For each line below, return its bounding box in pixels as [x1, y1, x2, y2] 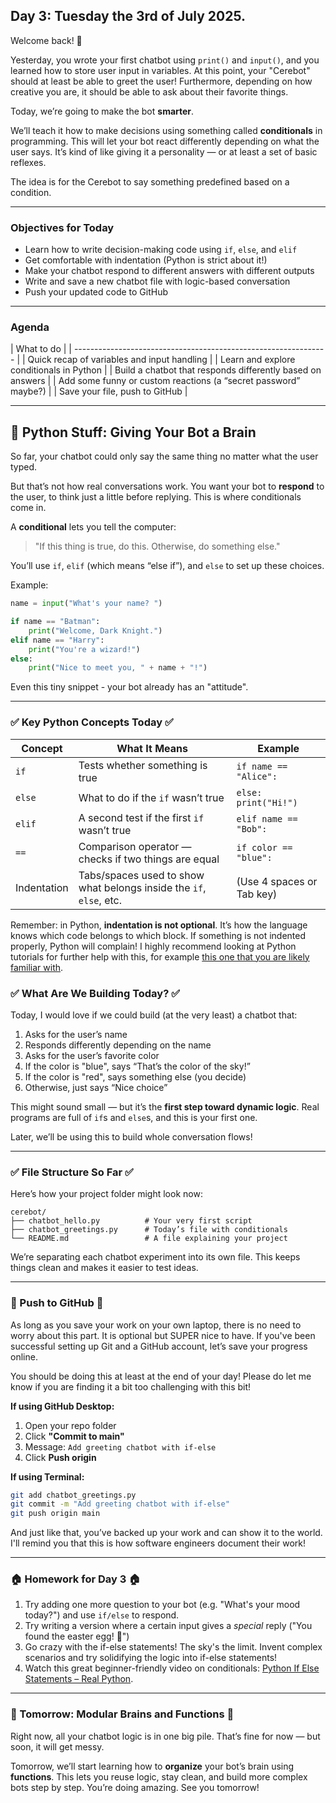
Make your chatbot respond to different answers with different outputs [24, 265, 315, 277]
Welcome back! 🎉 [10, 34, 83, 46]
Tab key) [236, 887, 278, 901]
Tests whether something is [78, 758, 208, 772]
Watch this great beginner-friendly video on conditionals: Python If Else [24, 1662, 320, 1674]
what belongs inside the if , [78, 880, 207, 894]
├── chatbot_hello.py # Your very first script [10, 1216, 253, 1226]
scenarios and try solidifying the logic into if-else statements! [24, 1652, 278, 1664]
